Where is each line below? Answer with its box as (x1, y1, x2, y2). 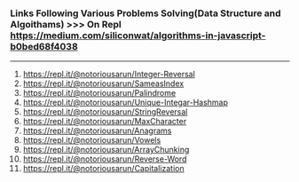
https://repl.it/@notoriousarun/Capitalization (22, 163, 185, 174)
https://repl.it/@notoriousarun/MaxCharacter (22, 116, 187, 127)
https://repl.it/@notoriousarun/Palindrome (22, 88, 177, 99)
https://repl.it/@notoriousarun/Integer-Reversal (22, 69, 196, 80)
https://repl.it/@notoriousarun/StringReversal (22, 107, 188, 117)
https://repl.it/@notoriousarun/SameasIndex (22, 78, 185, 89)
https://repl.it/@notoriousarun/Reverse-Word (22, 154, 187, 164)
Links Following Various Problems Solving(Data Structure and (10, 7, 282, 20)
